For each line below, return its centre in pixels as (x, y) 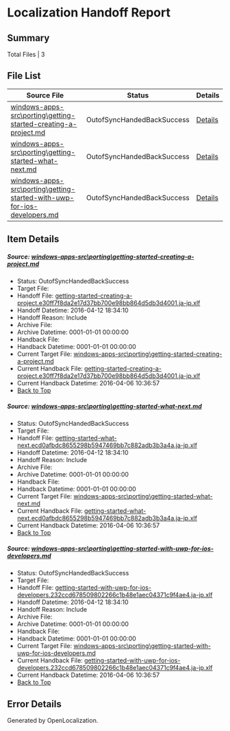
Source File (45, 95)
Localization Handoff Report (89, 13)
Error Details (34, 704)
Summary (28, 38)
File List (24, 76)
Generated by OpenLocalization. (53, 720)
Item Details (33, 239)
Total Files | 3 (26, 54)
